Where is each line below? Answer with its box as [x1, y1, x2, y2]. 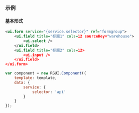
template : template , [14, 75, 57, 80]
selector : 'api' [32, 89, 66, 94]
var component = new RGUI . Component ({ [5, 71, 86, 76]
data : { [14, 80, 30, 85]
